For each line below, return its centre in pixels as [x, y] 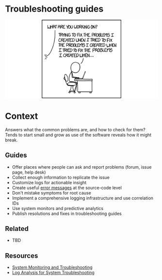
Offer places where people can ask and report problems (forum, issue [82, 167]
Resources [22, 255]
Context [22, 116]
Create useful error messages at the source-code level [67, 188]
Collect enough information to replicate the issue [61, 177]
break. [11, 140]
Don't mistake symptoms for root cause [51, 192]
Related [17, 229]
